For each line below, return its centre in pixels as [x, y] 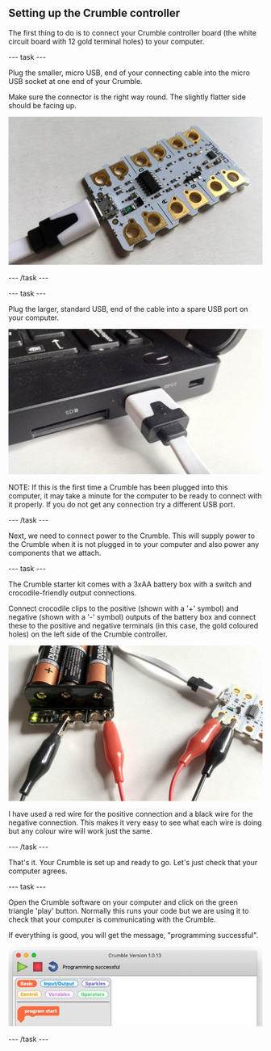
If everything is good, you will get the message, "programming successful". [133, 935]
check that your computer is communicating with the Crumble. [112, 919]
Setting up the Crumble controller [94, 13]
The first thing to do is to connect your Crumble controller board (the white [132, 32]
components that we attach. [55, 553]
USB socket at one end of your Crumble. [75, 81]
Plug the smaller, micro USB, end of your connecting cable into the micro [129, 73]
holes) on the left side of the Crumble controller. [88, 634]
